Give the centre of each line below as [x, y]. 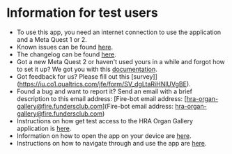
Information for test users [82, 13]
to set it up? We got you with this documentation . [87, 69]
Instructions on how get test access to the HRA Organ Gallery [105, 121]
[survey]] [145, 76]
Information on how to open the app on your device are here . [104, 136]
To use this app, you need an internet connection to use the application [119, 32]
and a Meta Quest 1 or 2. [52, 39]
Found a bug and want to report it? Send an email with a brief [105, 91]
